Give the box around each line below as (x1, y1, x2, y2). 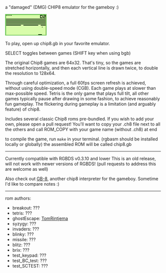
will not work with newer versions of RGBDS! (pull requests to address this (5, 161, 157, 167)
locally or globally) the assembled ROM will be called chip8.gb (5, 141, 132, 147)
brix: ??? (12, 247, 30, 253)
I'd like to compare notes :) (5, 181, 60, 187)
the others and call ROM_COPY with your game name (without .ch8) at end (5, 127, 157, 132)
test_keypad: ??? (12, 253, 46, 258)
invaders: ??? (12, 226, 40, 232)
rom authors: (5, 196, 31, 201)
